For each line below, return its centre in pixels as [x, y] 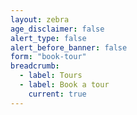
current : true [57, 94]
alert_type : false [48, 38]
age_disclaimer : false [57, 29]
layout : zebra [40, 19]
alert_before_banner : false [69, 47]
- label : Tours [51, 76]
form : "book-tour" [48, 57]
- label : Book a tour [64, 85]
